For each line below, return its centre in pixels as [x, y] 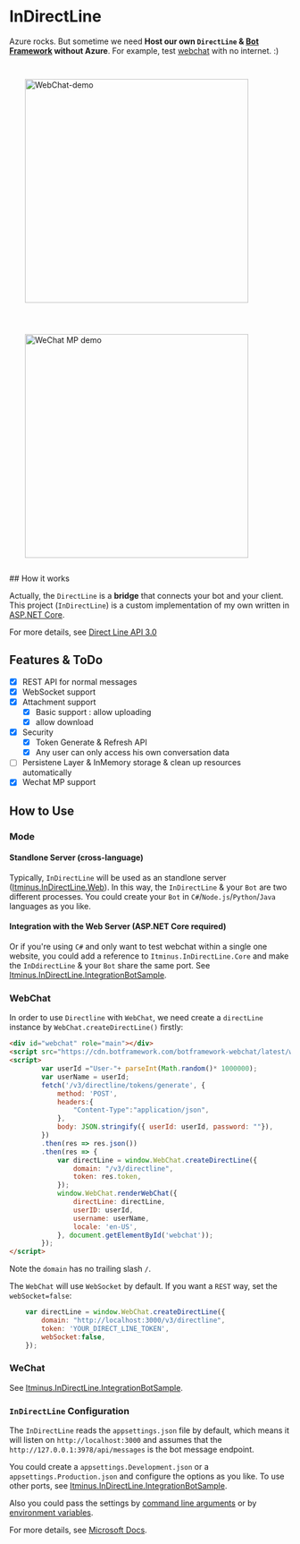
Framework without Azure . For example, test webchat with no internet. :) [144, 50]
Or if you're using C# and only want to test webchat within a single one [138, 947]
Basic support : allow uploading [93, 712]
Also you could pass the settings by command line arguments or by [133, 1503]
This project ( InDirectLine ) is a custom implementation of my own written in [150, 605]
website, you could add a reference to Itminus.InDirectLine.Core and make [149, 956]
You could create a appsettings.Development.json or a [109, 1467]
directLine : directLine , [119, 1202]
